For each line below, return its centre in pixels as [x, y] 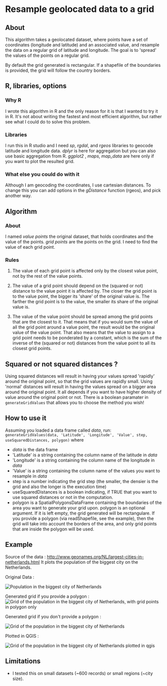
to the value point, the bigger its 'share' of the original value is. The [81, 296]
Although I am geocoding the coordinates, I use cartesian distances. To [78, 185]
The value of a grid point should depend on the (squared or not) [78, 286]
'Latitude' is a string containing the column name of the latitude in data [85, 455]
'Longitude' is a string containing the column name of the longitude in [83, 460]
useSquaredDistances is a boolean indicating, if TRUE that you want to [85, 492]
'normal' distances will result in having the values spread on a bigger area [81, 387]
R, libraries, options [36, 86]
